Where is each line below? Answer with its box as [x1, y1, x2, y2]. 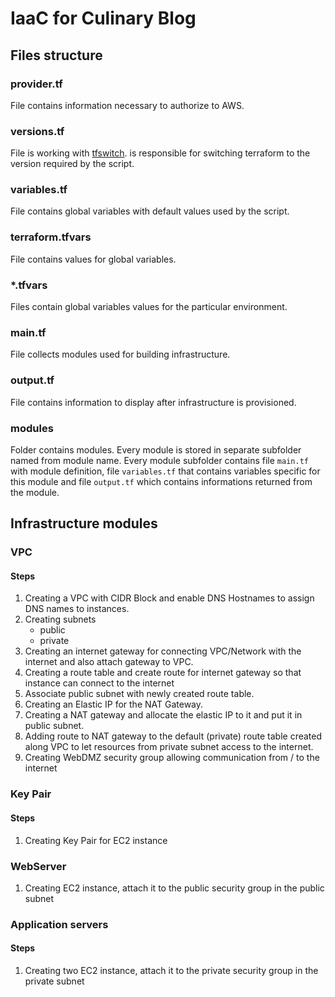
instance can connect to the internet [24, 677, 175, 689]
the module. [10, 486, 60, 498]
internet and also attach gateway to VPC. [24, 656, 194, 668]
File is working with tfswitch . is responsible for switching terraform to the [10, 147, 311, 159]
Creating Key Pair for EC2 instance [24, 834, 168, 846]
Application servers [10, 917, 109, 931]
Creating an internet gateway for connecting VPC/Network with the [24, 645, 302, 657]
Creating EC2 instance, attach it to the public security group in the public [24, 882, 325, 894]
